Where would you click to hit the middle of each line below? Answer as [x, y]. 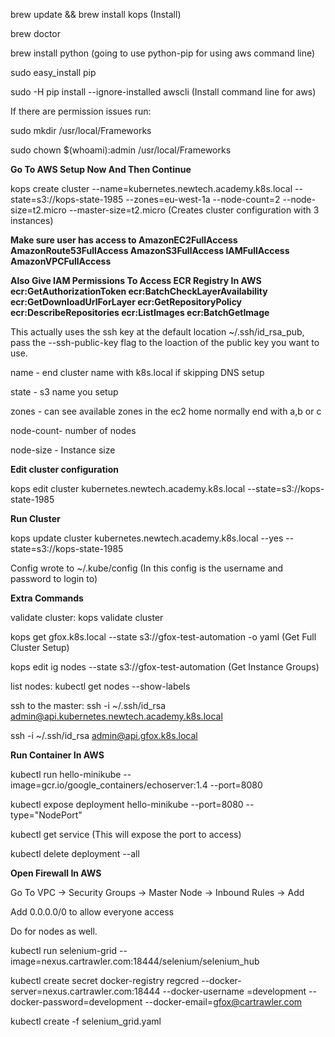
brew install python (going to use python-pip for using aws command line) [163, 53]
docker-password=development [76, 1002]
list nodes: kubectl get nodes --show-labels [100, 686]
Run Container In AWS [57, 755]
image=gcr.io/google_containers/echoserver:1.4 [109, 785]
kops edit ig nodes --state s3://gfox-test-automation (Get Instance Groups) [165, 667]
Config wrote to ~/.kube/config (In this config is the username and [147, 568]
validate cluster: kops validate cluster [87, 617]
